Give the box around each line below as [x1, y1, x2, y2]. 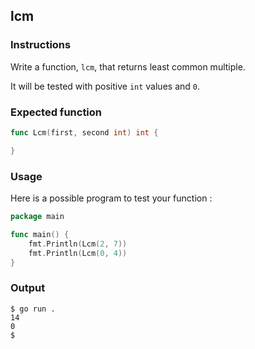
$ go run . [10, 304, 56, 314]
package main [10, 212, 65, 222]
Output [10, 281, 46, 295]
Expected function [10, 105, 103, 119]
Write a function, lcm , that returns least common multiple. [10, 60, 246, 73]
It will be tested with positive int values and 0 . [10, 80, 200, 92]
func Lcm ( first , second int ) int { [10, 127, 159, 138]
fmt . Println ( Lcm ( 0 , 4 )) [28, 248, 128, 258]
